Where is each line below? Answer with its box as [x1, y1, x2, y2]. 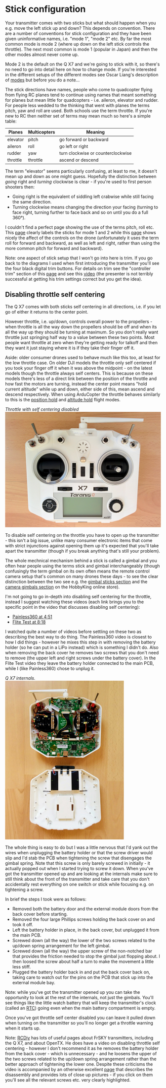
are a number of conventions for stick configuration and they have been [5, 30, 152, 36]
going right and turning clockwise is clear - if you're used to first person [5, 179, 152, 185]
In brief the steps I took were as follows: [5, 896, 86, 902]
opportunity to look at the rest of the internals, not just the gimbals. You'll [5, 995, 154, 1001]
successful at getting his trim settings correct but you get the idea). [5, 276, 142, 282]
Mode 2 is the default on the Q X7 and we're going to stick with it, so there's [5, 61, 160, 67]
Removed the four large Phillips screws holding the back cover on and [12, 916, 155, 922]
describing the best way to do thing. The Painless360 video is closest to [5, 634, 152, 640]
